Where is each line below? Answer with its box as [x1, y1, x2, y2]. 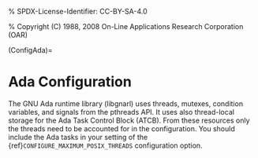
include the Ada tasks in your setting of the [8, 132, 148, 141]
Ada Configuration [8, 73, 132, 91]
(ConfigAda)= [8, 46, 53, 54]
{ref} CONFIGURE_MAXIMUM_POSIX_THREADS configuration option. [8, 141, 203, 150]
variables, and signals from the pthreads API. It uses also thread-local [8, 107, 235, 116]
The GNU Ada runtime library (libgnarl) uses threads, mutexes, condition [8, 98, 243, 108]
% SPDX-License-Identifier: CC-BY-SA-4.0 [8, 7, 148, 16]
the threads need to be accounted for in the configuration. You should [8, 123, 235, 133]
